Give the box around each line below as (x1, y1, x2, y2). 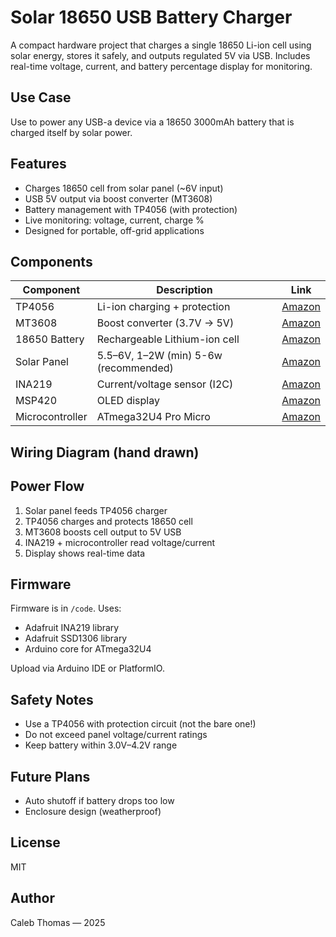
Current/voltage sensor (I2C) (96, 377, 234, 391)
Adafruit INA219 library (24, 622, 120, 634)
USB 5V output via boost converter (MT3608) (24, 192, 213, 205)
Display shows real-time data (24, 547, 146, 559)
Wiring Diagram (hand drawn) (10, 444, 200, 461)
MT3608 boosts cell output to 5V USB (24, 526, 182, 538)
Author (10, 890, 55, 907)
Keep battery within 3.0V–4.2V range (24, 739, 178, 751)
